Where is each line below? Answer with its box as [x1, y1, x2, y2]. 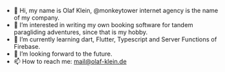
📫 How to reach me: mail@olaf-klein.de [13, 58, 127, 65]
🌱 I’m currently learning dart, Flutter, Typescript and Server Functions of [13, 35, 217, 43]
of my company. [13, 14, 60, 22]
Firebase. [13, 43, 40, 50]
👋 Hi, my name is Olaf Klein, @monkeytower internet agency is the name [13, 7, 218, 14]
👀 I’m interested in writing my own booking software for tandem [13, 21, 193, 29]
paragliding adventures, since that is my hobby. [13, 28, 148, 36]
